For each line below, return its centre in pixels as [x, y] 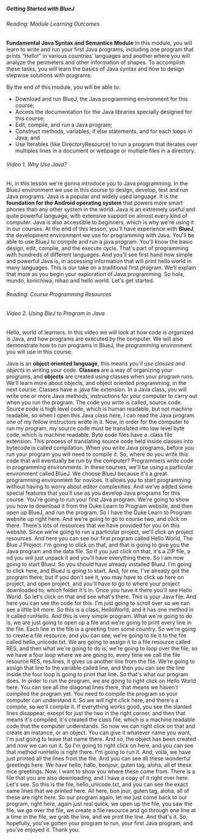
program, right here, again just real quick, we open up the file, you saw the [100, 804]
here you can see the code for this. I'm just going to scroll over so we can [98, 603]
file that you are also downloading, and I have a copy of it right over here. [98, 777]
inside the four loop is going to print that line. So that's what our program [97, 674]
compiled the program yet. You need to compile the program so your [92, 693]
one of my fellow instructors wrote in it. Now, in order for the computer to [98, 422]
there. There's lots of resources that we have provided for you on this [93, 525]
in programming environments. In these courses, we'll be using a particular [100, 467]
